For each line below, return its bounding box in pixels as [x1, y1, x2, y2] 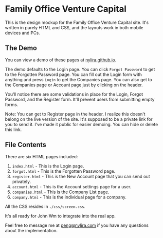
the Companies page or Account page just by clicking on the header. [5, 82, 143, 88]
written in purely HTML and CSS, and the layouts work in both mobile [5, 24, 144, 30]
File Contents [5, 141, 47, 149]
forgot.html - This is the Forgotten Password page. [12, 168, 116, 174]
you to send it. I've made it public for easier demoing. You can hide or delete [5, 121, 158, 127]
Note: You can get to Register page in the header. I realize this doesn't [5, 111, 145, 117]
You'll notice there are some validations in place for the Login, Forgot [5, 91, 143, 97]
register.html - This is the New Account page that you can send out [12, 173, 150, 179]
